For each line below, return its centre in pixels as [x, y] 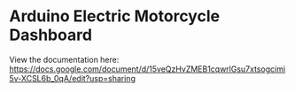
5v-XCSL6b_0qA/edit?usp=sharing [72, 78]
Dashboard [51, 35]
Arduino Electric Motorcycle [114, 16]
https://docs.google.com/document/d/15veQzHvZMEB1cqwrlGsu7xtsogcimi [147, 69]
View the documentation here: [64, 59]
